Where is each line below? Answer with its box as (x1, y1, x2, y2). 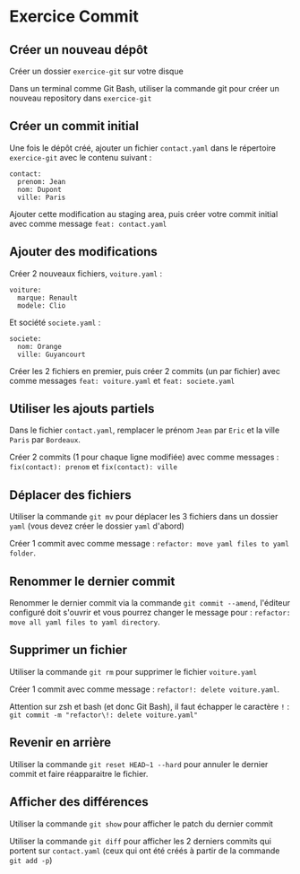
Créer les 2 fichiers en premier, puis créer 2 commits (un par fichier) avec (9, 365, 280, 376)
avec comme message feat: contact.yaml (9, 218, 167, 229)
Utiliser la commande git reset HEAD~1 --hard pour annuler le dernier (9, 758, 269, 769)
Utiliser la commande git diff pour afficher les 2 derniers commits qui (9, 835, 271, 846)
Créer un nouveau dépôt (9, 42, 148, 57)
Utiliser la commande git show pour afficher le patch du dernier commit (9, 818, 273, 829)
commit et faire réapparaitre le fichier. (9, 768, 149, 779)
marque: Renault (17, 293, 78, 302)
